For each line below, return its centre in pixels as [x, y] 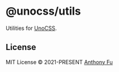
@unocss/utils [43, 11]
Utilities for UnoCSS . [31, 28]
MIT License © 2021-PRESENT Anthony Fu [59, 62]
